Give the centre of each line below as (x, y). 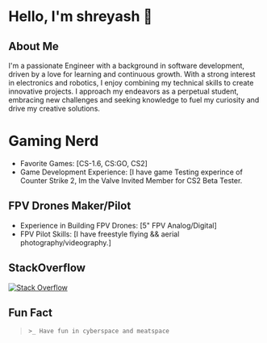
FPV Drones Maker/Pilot (70, 206)
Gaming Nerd (54, 141)
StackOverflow (47, 268)
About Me (33, 46)
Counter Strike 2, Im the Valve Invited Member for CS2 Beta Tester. (131, 180)
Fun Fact (30, 313)
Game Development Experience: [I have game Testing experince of (131, 172)
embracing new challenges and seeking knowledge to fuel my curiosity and (134, 100)
